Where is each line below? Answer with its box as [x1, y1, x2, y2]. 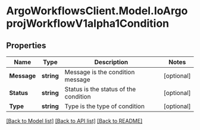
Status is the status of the [64, 85, 136, 93]
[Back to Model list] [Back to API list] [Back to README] [6, 118, 143, 124]
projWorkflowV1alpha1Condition [6, 17, 170, 30]
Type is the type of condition [64, 102, 145, 110]
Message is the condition [64, 68, 135, 76]
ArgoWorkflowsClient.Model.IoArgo [6, 4, 188, 18]
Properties [6, 40, 46, 50]
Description [94, 58, 129, 66]
